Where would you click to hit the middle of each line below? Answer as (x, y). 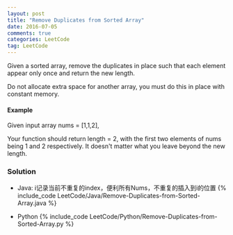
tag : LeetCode (28, 46)
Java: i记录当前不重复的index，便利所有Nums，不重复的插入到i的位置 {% (122, 188)
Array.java (32, 203)
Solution (22, 172)
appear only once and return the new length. (71, 73)
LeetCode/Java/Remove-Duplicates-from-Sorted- (129, 195)
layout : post (26, 14)
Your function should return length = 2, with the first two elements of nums (114, 139)
